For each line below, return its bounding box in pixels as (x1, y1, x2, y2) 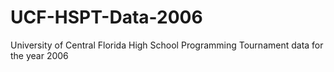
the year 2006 (10, 49, 69, 61)
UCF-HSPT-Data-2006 (10, 6, 203, 29)
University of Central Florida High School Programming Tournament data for (10, 39, 324, 51)
